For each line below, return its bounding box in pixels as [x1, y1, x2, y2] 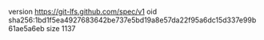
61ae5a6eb [8, 24, 45, 33]
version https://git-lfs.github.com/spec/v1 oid [8, 7, 158, 16]
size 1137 [46, 24, 76, 33]
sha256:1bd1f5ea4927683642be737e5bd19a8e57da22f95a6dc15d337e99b [8, 15, 257, 25]
